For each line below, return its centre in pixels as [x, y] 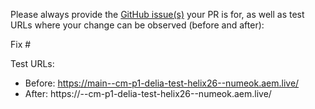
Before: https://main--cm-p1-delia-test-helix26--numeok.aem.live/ [162, 83]
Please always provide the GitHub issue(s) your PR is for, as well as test [157, 14]
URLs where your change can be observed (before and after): [137, 25]
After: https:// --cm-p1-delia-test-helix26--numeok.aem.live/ [148, 93]
